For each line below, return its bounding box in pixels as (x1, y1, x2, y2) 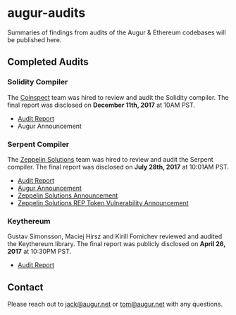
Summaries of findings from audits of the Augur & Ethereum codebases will (7, 28, 226, 37)
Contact (7, 281, 44, 293)
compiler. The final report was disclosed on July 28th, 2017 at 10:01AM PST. (7, 162, 230, 171)
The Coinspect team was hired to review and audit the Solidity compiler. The (7, 93, 229, 101)
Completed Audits (7, 56, 89, 68)
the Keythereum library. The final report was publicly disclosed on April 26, (7, 240, 225, 248)
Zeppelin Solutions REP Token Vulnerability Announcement (17, 198, 189, 207)
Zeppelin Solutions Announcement (17, 191, 118, 200)
